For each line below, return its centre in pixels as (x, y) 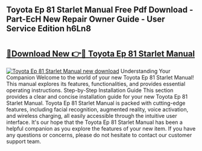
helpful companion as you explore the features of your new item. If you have (101, 128)
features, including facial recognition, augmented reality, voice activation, (97, 109)
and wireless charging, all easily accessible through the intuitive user (92, 116)
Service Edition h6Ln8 (49, 29)
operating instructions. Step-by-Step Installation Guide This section (90, 90)
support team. (24, 141)
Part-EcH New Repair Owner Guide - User (86, 20)
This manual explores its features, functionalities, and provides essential (96, 84)
